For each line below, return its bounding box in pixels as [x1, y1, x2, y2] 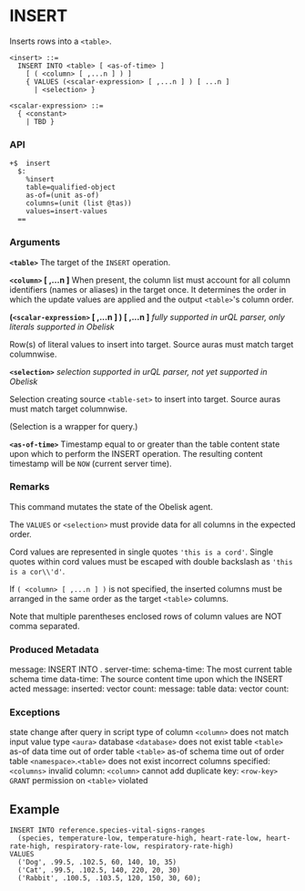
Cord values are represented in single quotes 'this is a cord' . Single [9, 546, 274, 557]
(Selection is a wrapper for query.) [9, 420, 138, 431]
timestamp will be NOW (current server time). [9, 458, 172, 469]
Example [9, 802, 60, 817]
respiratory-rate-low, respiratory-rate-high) [54, 842, 234, 851]
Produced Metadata [9, 643, 99, 656]
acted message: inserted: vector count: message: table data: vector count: [9, 683, 290, 694]
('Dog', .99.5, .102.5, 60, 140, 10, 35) [17, 858, 178, 867]
